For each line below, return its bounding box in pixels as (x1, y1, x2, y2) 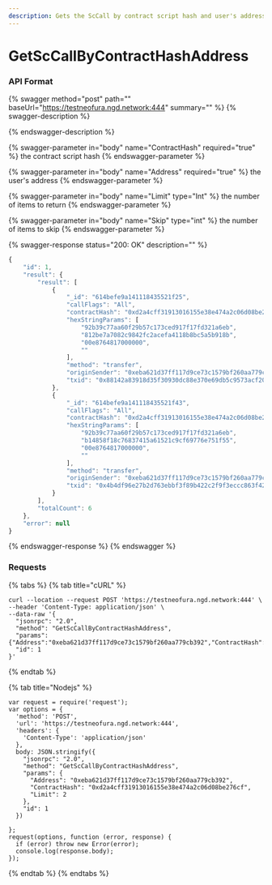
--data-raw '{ (8, 609, 57, 618)
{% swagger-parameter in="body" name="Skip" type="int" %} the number (8, 216, 258, 225)
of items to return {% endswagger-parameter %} (8, 200, 172, 210)
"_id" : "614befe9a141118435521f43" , (66, 399, 190, 407)
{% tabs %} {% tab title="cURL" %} (8, 580, 127, 590)
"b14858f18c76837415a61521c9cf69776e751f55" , (80, 437, 237, 445)
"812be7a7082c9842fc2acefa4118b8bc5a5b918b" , (80, 331, 237, 339)
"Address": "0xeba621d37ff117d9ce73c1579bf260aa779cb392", (29, 776, 233, 785)
